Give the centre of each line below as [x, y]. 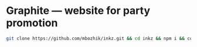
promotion [32, 23]
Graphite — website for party [78, 11]
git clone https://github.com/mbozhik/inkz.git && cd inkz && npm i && [95, 38]
